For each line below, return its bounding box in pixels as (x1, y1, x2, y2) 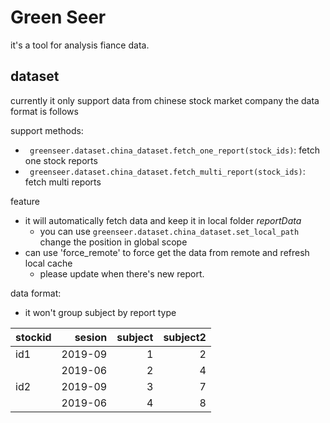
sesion (74, 330, 108, 344)
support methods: (10, 124, 84, 136)
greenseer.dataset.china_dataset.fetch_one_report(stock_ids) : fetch (29, 144, 320, 156)
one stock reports (24, 154, 98, 166)
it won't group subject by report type (24, 306, 177, 318)
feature (10, 195, 40, 207)
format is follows (10, 105, 79, 117)
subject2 (163, 330, 207, 344)
